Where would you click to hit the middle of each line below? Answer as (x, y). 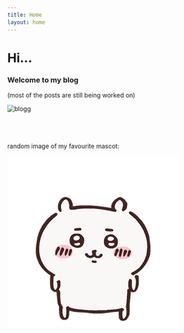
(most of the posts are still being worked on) (71, 95)
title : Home (25, 15)
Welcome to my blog (43, 79)
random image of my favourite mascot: (63, 146)
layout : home (26, 22)
